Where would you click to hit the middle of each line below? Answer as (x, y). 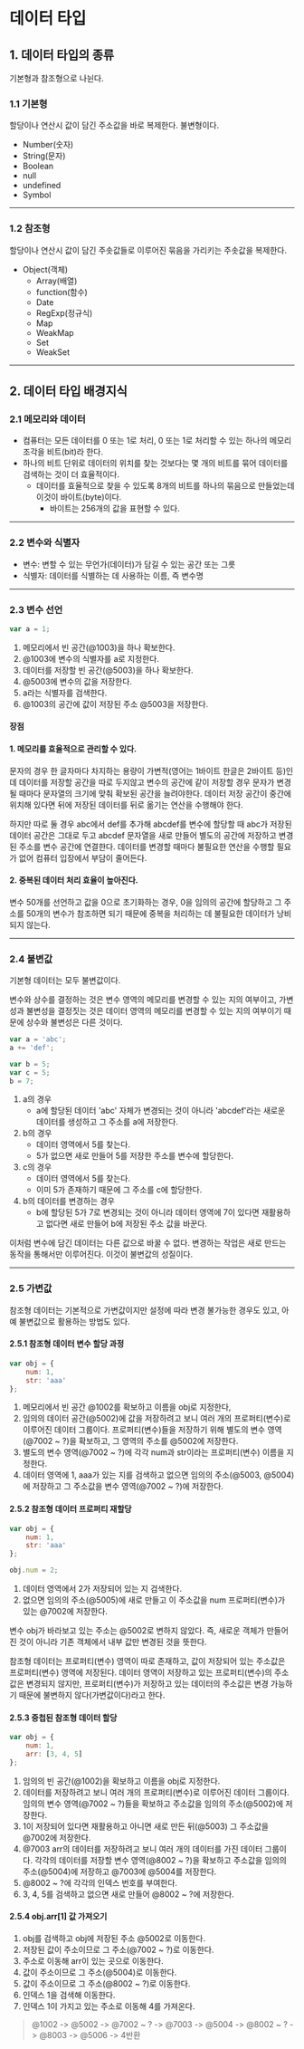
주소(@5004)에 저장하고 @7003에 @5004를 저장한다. (119, 1872)
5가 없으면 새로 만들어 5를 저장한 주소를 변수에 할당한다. (134, 1156)
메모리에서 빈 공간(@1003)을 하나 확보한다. (99, 647)
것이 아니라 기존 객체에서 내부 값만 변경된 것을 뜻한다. (113, 1642)
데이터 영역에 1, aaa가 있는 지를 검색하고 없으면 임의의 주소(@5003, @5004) (158, 1475)
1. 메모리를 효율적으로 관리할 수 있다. (73, 749)
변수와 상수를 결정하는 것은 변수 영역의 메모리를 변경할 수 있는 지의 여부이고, (143, 1000)
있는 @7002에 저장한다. (65, 1611)
